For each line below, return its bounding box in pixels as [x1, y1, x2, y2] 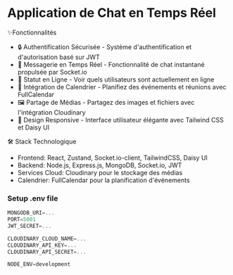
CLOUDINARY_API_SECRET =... [7, 248, 87, 255]
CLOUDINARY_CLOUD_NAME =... [7, 235, 87, 242]
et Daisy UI [17, 123, 50, 132]
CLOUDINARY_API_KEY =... [7, 241, 77, 249]
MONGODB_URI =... [7, 210, 55, 217]
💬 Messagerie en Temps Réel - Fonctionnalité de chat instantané [17, 60, 206, 68]
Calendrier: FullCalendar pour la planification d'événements [17, 176, 190, 184]
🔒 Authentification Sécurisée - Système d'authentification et [17, 42, 192, 51]
